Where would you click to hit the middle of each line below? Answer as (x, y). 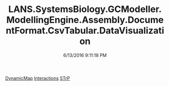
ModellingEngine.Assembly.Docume (85, 20)
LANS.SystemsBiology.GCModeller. (85, 9)
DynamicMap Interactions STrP (38, 78)
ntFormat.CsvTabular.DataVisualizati (85, 31)
